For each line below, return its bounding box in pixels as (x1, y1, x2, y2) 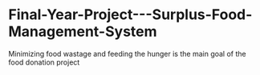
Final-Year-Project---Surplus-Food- (8, 6, 253, 24)
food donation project (8, 57, 80, 67)
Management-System (8, 22, 158, 41)
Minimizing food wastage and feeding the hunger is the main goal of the (8, 49, 246, 58)
